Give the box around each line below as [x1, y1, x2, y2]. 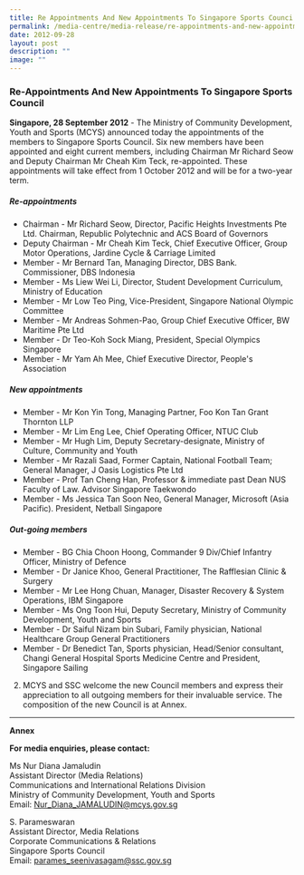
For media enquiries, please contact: [9, 743, 150, 753]
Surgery [22, 576, 53, 587]
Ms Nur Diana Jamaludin [9, 761, 101, 772]
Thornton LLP [22, 416, 74, 427]
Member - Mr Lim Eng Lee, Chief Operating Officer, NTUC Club [22, 426, 259, 437]
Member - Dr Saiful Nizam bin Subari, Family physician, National [22, 624, 262, 635]
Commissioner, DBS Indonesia [22, 267, 136, 277]
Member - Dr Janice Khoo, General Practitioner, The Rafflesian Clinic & [22, 566, 287, 577]
